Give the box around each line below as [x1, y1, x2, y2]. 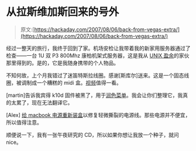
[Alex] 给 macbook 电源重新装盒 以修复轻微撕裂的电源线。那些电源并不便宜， [6, 111, 191, 118]
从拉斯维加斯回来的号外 [6, 5, 119, 19]
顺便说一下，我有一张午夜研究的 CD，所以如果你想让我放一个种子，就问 [6, 131, 180, 138]
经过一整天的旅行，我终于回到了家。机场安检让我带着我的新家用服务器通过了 [6, 45, 191, 52]
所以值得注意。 [6, 119, 42, 126]
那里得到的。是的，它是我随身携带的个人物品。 [6, 59, 119, 66]
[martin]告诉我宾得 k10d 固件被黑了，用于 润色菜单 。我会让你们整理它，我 [6, 92, 183, 99]
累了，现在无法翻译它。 [16, 99, 73, 106]
